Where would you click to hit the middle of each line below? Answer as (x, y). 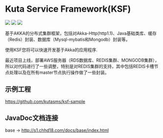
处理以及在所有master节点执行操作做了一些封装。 (59, 72)
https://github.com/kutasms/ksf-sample (45, 101)
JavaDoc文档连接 (32, 118)
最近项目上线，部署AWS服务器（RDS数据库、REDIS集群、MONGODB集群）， (82, 60)
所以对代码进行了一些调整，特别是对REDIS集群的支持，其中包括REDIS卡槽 (80, 66)
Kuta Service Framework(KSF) (68, 9)
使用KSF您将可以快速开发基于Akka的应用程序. (51, 49)
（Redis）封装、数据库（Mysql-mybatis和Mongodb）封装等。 (68, 39)
